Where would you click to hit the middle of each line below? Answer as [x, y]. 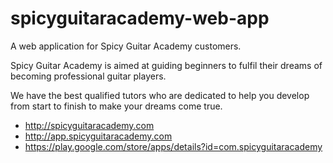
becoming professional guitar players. [88, 76]
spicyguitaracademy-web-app [140, 18]
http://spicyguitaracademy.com [89, 125]
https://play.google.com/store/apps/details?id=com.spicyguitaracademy [173, 146]
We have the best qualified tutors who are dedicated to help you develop [160, 95]
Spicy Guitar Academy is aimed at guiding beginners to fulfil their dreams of [166, 65]
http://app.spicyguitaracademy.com [98, 136]
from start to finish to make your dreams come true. [116, 106]
